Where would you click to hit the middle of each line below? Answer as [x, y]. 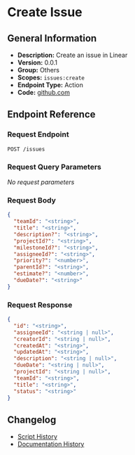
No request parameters [41, 182]
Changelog [32, 419]
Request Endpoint [38, 134]
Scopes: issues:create [51, 77]
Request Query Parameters [54, 167]
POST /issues [26, 149]
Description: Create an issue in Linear [72, 55]
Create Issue [45, 12]
